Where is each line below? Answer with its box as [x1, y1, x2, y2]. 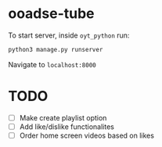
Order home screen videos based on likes [19, 131, 155, 140]
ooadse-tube [8, 5, 95, 23]
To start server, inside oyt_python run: [8, 30, 130, 40]
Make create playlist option [19, 113, 107, 122]
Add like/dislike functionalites [19, 122, 115, 131]
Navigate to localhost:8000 [8, 59, 96, 69]
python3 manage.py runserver [8, 45, 103, 53]
